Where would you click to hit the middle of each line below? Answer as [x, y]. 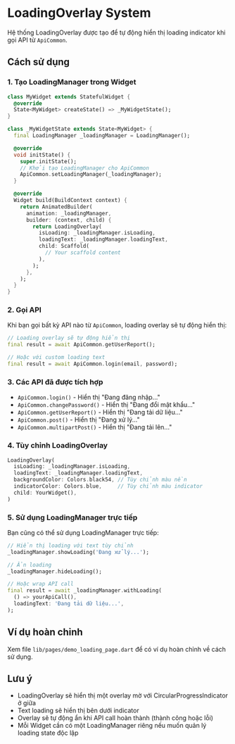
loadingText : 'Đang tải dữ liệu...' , [69, 604]
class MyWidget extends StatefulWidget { [69, 96]
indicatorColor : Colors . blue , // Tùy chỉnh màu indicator [108, 486]
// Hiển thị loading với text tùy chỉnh [70, 546]
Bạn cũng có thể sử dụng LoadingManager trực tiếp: [83, 532]
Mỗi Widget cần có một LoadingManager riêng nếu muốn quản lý [112, 726]
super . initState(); [49, 161]
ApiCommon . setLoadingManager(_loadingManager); [91, 175]
